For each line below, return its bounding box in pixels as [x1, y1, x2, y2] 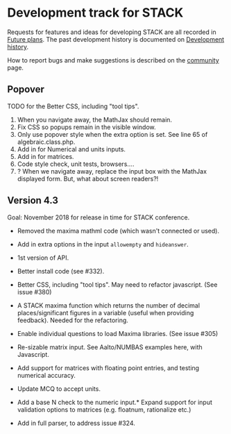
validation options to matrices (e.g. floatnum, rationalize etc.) [17, 405, 191, 414]
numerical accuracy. [17, 371, 76, 379]
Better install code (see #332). [17, 267, 105, 275]
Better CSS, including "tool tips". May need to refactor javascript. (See [17, 280, 218, 289]
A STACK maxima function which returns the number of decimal [17, 301, 200, 310]
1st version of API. [17, 253, 69, 262]
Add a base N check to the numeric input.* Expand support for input [17, 398, 213, 406]
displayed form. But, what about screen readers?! [17, 174, 159, 183]
